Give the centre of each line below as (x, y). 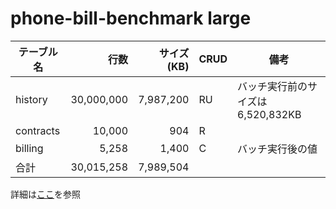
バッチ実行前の (272, 86)
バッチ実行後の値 (277, 149)
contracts (38, 130)
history (31, 99)
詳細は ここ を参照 (45, 194)
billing (29, 148)
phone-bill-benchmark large (131, 18)
